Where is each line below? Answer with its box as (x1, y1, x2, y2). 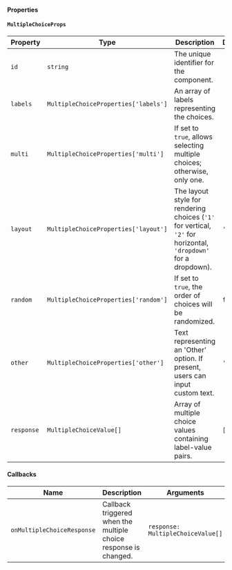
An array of (173, 86, 211, 96)
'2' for (173, 229, 196, 239)
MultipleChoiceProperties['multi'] (47, 150, 164, 158)
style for (173, 195, 202, 204)
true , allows (173, 132, 213, 141)
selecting (173, 140, 204, 150)
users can (173, 371, 206, 380)
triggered (102, 508, 133, 518)
